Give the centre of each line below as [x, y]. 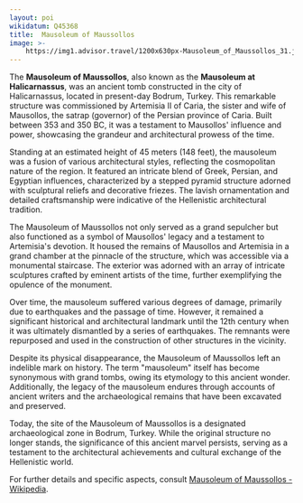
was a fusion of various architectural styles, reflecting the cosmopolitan [142, 162]
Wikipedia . [29, 489]
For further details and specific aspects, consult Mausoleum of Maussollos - [151, 480]
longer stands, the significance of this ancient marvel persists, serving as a [149, 442]
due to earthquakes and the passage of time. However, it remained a [137, 312]
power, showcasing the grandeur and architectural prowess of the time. [142, 135]
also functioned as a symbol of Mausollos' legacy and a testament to [137, 237]
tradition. [26, 210]
